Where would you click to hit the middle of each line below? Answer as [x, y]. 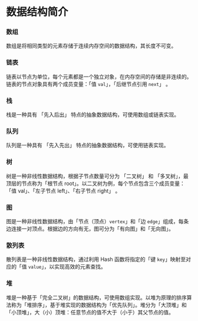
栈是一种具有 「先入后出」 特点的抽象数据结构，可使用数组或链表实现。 [93, 115]
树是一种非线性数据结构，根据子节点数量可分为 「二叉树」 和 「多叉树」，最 [97, 176]
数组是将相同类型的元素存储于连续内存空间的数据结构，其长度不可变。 [91, 46]
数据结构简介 [37, 12]
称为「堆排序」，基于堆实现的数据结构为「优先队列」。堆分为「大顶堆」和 [99, 305]
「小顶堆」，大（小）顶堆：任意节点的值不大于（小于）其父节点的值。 [90, 312]
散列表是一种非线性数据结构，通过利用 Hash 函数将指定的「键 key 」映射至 [96, 259]
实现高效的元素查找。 [80, 267]
